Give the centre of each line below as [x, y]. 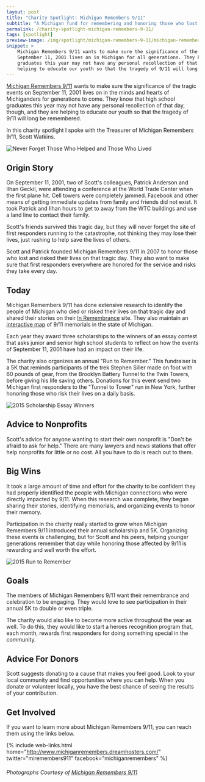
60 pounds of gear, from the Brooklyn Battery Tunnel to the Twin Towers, [98, 374]
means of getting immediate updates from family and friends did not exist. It [102, 202]
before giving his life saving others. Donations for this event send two [94, 380]
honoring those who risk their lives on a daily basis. [71, 393]
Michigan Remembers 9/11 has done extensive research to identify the [95, 305]
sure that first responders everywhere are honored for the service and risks [101, 265]
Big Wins [24, 472]
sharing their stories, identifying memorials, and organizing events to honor [101, 505]
